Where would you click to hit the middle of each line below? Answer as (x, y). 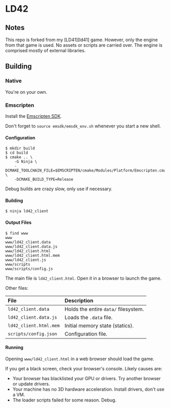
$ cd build (17, 153)
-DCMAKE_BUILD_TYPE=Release (44, 180)
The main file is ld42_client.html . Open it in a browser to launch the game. (83, 278)
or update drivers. (31, 384)
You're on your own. (26, 92)
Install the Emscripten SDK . (34, 116)
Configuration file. (86, 334)
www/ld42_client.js (26, 260)
